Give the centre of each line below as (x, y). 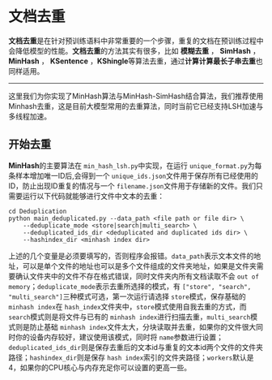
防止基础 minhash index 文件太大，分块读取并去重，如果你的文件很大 (143, 326)
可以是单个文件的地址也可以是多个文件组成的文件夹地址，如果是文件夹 (139, 266)
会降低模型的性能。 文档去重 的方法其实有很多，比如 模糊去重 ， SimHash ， (134, 50)
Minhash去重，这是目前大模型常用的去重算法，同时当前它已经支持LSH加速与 (136, 106)
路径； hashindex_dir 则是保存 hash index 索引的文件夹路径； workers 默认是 (131, 357)
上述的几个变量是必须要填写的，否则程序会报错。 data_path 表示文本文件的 (131, 256)
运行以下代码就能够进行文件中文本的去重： (93, 196)
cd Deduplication (38, 211)
